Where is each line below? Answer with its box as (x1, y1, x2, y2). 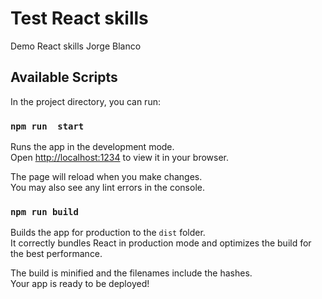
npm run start (10, 120, 85, 132)
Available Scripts (10, 69, 118, 86)
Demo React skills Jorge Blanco (10, 40, 142, 52)
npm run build (10, 206, 79, 217)
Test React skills (10, 7, 149, 30)
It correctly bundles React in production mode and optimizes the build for (10, 237, 312, 249)
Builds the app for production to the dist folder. (10, 227, 206, 239)
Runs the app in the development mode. (10, 141, 175, 153)
